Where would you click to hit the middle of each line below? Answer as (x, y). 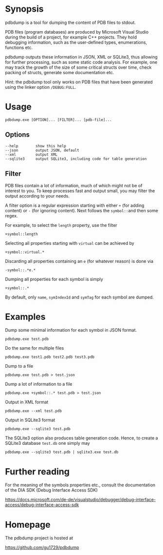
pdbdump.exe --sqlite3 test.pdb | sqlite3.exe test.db (62, 452)
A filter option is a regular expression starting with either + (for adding (75, 205)
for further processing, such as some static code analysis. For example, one (81, 62)
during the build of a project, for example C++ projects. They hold (71, 37)
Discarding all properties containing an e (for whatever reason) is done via (79, 261)
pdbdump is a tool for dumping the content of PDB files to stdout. (71, 22)
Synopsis (24, 9)
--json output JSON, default (42, 150)
